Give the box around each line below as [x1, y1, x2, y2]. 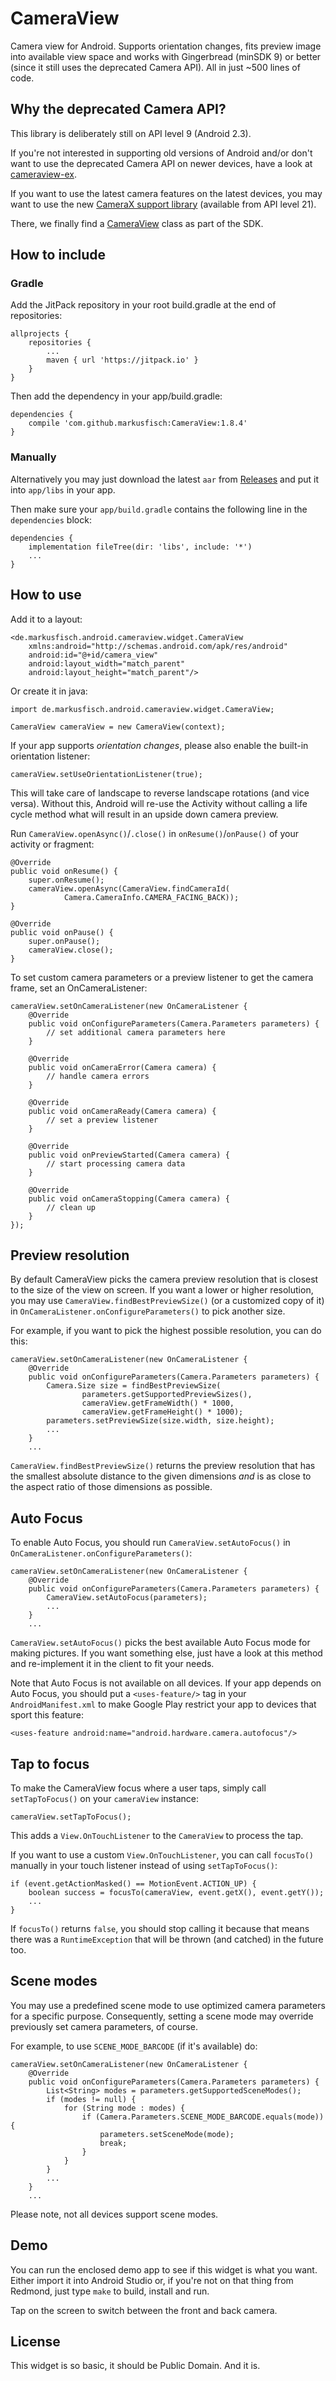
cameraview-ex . [10, 168, 77, 180]
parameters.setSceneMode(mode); [99, 2129, 235, 2139]
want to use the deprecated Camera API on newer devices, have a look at [10, 157, 313, 169]
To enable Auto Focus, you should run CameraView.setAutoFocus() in [10, 1537, 291, 1549]
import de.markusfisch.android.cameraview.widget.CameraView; [10, 704, 275, 714]
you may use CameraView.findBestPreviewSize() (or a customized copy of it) [10, 1295, 325, 1307]
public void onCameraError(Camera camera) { [28, 1062, 217, 1072]
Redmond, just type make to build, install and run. [10, 2285, 210, 2297]
